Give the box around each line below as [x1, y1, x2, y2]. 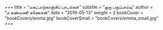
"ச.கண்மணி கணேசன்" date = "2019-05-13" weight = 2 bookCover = [4, 10, 144, 15]
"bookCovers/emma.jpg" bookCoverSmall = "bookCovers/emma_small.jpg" [4, 15, 159, 21]
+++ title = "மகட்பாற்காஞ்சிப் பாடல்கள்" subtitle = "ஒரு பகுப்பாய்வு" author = [4, 4, 153, 10]
